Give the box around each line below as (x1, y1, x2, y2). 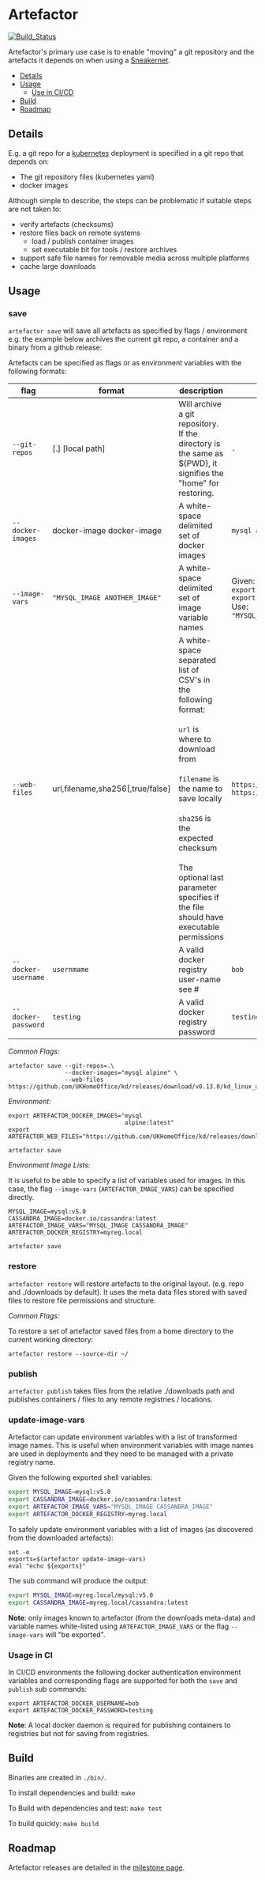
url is (178, 724, 200, 735)
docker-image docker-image (52, 525, 162, 536)
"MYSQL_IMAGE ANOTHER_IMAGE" (52, 593, 162, 603)
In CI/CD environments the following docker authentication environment (8, 1667, 241, 1677)
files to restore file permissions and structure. (8, 1296, 156, 1305)
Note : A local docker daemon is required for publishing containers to (8, 1720, 231, 1730)
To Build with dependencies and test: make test (8, 1803, 162, 1813)
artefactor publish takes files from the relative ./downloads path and (8, 1386, 235, 1396)
